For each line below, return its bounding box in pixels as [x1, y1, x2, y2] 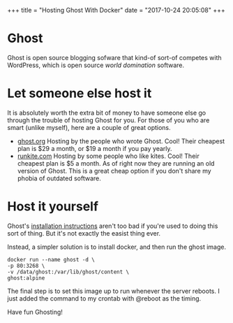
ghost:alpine [7, 274, 45, 282]
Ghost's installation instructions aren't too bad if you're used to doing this [7, 222, 218, 230]
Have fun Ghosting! [7, 308, 63, 316]
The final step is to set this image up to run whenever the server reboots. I [7, 287, 220, 295]
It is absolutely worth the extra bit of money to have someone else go [7, 108, 206, 117]
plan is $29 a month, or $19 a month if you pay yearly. [17, 144, 172, 152]
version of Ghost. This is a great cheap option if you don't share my [17, 166, 211, 175]
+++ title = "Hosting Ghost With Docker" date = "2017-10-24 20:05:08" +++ [7, 6, 225, 14]
